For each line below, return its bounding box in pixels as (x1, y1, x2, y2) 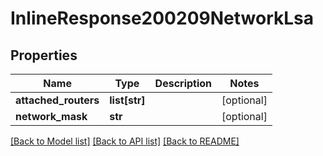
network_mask (15, 110, 88, 123)
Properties (10, 47, 78, 64)
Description (154, 77, 213, 90)
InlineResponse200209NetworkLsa (10, 7, 314, 30)
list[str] (109, 93, 146, 107)
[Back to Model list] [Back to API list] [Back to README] (10, 135, 240, 147)
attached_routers (15, 93, 100, 107)
